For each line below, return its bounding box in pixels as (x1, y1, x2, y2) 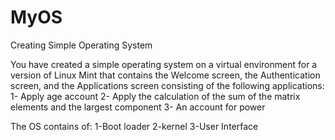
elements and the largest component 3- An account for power (10, 101, 266, 113)
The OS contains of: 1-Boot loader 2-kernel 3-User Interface (10, 120, 259, 132)
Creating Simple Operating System (10, 39, 153, 51)
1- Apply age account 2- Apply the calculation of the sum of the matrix (10, 90, 301, 102)
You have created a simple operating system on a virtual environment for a (10, 58, 318, 70)
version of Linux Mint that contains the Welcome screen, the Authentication (10, 69, 321, 81)
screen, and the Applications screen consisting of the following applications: (10, 79, 325, 91)
